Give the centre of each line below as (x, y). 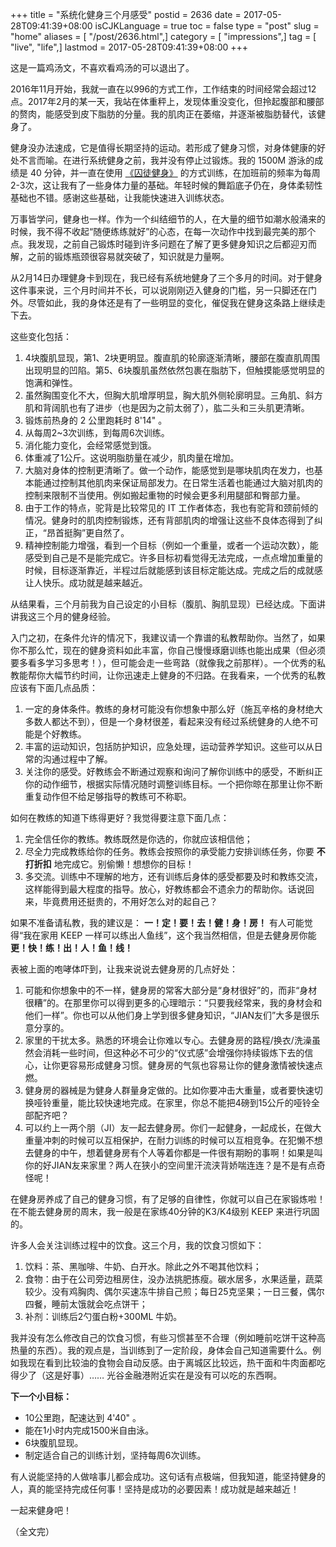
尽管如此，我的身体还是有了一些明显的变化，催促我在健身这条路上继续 (172, 302)
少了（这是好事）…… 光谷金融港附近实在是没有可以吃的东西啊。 (150, 1375)
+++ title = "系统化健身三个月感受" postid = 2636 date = (126, 14)
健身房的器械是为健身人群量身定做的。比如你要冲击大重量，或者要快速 (169, 1090)
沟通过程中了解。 (77, 759)
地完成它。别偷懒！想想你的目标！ (124, 864)
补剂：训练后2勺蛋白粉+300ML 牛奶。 (103, 1316)
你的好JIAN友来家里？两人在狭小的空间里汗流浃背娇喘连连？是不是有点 (170, 1165)
